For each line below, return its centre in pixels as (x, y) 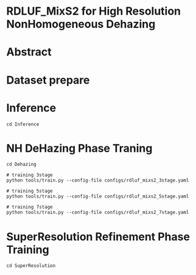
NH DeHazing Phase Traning (79, 148)
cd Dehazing (21, 165)
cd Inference (23, 124)
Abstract (29, 52)
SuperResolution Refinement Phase (98, 237)
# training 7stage (30, 207)
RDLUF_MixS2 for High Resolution (94, 11)
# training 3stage (30, 175)
